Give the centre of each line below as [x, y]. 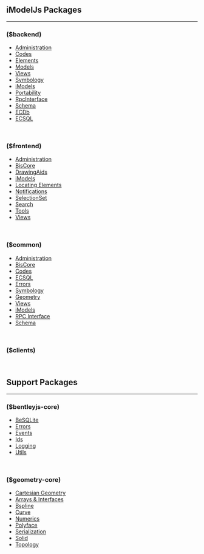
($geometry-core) [34, 480]
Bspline [25, 506]
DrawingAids [31, 172]
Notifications [31, 191]
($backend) [24, 34]
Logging [25, 446]
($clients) [21, 350]
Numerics [27, 519]
